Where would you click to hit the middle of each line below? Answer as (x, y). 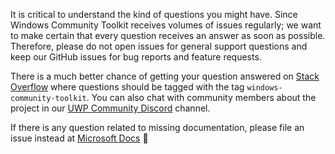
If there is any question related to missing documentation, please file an (157, 127)
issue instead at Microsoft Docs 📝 (79, 138)
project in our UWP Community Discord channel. (110, 108)
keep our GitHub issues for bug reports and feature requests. (136, 57)
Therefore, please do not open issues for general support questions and (159, 46)
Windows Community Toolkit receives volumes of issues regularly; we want (166, 25)
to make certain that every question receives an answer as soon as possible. (168, 35)
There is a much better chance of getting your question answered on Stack (165, 76)
